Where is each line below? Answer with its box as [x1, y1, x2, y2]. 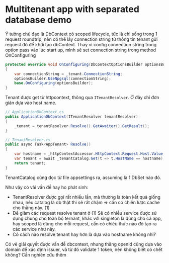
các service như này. [12, 226, 56, 232]
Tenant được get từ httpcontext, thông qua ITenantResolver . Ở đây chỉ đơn [5, 95, 159, 101]
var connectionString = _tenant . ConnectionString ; [14, 71, 123, 76]
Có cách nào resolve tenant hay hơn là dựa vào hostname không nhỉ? [12, 231, 156, 237]
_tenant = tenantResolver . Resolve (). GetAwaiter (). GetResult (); [14, 123, 150, 129]
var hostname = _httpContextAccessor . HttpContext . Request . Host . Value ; [14, 151, 165, 156]
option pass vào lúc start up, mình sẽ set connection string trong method [5, 47, 156, 53]
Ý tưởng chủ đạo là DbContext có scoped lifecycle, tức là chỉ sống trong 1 [5, 31, 157, 37]
